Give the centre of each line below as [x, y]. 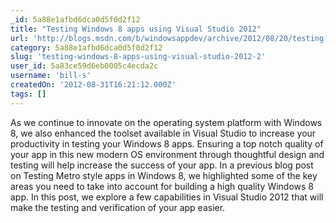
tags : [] [28, 94]
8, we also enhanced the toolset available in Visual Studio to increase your [163, 133]
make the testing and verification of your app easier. [118, 207]
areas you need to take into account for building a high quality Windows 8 [162, 186]
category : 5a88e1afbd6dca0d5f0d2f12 [86, 47]
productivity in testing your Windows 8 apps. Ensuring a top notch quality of [167, 143]
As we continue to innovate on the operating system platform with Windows [166, 122]
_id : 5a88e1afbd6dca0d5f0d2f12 [75, 19]
